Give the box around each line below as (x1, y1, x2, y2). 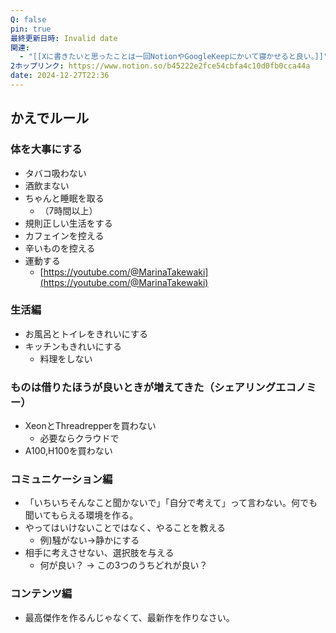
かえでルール (10, 110, 90, 127)
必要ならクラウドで (39, 432, 120, 445)
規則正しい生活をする (24, 217, 113, 229)
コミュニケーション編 (10, 472, 113, 486)
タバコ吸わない (24, 167, 87, 179)
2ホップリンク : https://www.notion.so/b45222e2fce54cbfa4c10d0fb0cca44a (10, 61, 311, 71)
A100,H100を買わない (24, 445, 113, 457)
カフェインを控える (24, 229, 105, 241)
